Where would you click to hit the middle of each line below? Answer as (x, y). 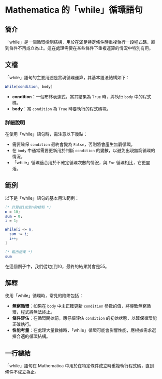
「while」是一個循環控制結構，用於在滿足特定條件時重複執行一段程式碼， (78, 42)
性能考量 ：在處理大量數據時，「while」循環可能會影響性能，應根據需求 (82, 330)
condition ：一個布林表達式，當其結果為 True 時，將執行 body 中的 (77, 96)
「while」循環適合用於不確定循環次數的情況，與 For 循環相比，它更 (79, 162)
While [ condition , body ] (29, 86)
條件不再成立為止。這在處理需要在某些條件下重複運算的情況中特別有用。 (81, 48)
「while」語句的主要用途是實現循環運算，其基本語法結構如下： (67, 77)
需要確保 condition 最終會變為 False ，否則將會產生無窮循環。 (74, 144)
